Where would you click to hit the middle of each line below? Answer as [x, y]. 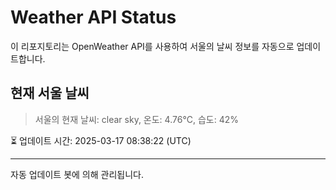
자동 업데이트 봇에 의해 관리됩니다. [77, 174]
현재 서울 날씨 [50, 93]
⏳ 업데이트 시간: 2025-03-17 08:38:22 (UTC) [101, 140]
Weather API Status [93, 17]
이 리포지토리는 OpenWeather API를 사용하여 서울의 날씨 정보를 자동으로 [152, 46]
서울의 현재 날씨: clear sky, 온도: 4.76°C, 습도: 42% [137, 119]
